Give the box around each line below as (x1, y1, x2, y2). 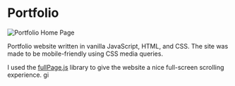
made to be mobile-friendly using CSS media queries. (7, 49, 164, 58)
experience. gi (7, 70, 49, 79)
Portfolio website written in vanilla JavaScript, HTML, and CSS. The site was (7, 42, 229, 50)
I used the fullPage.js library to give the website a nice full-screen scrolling (7, 63, 224, 71)
